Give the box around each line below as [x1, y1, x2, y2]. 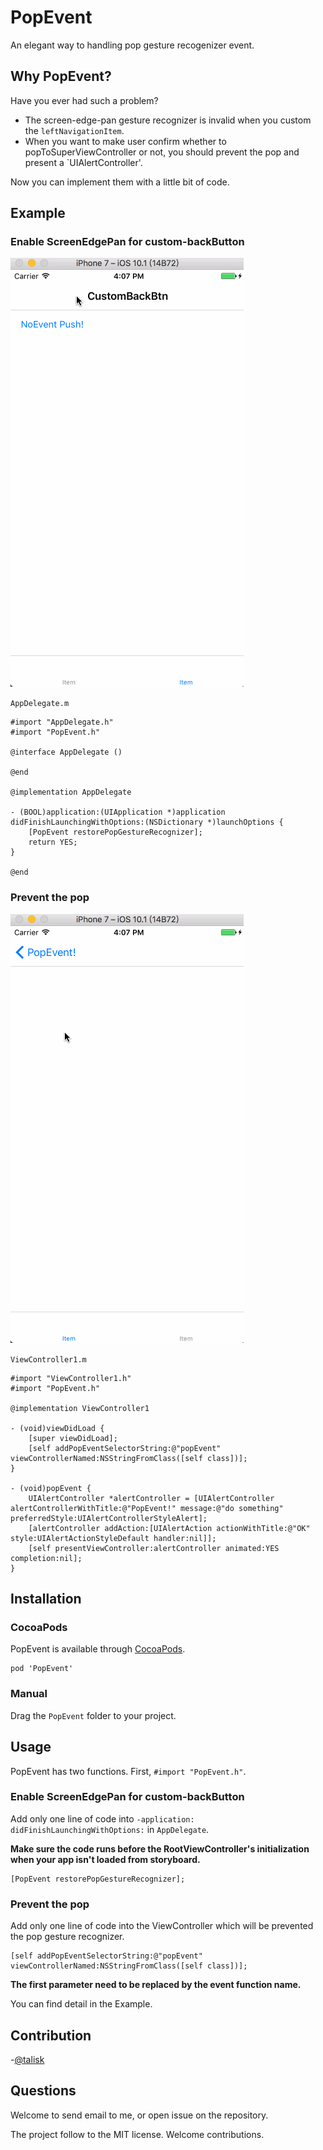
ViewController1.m [10, 1354, 87, 1365]
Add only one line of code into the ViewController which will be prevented [10, 1920, 314, 1932]
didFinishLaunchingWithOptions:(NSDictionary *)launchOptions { [10, 817, 284, 828]
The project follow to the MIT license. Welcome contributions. [10, 2128, 265, 2140]
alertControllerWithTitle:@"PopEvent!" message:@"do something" [10, 1503, 284, 1513]
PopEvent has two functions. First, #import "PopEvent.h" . [10, 1765, 247, 1777]
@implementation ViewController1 [10, 1403, 150, 1413]
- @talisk [10, 2053, 45, 2065]
